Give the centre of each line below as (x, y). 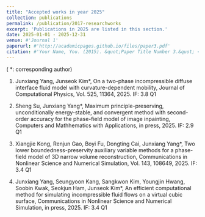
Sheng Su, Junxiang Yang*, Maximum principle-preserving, (89, 106)
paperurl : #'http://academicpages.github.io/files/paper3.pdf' (88, 46)
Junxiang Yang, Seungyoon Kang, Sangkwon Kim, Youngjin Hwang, (100, 182)
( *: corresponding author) (39, 69)
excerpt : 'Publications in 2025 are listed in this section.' (87, 29)
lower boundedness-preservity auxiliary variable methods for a (94, 150)
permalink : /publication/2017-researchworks (64, 23)
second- (178, 112)
